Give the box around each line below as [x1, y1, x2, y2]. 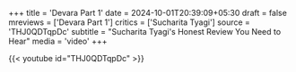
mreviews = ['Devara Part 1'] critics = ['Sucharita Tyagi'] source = [8, 17, 250, 28]
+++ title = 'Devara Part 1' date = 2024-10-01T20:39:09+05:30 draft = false [8, 8, 288, 18]
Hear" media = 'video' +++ [8, 36, 108, 46]
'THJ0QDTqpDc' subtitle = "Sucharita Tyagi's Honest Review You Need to [8, 27, 282, 36]
